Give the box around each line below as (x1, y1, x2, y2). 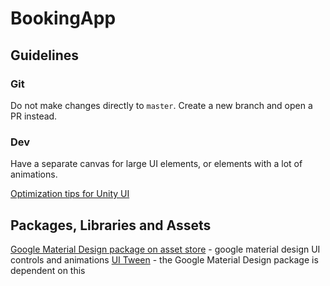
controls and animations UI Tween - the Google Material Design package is (10, 253, 319, 266)
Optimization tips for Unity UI (10, 188, 130, 200)
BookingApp (10, 7, 117, 30)
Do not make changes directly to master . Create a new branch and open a (10, 99, 313, 111)
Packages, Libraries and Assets (10, 217, 212, 234)
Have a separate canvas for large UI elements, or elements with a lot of (10, 158, 303, 170)
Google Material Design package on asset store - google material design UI (10, 243, 321, 255)
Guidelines (10, 47, 79, 64)
